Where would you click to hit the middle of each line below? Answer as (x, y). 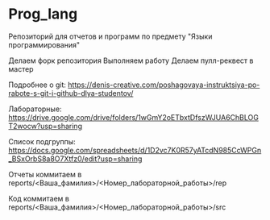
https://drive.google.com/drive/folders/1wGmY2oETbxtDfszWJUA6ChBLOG (134, 117)
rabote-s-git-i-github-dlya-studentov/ (71, 93)
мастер (21, 68)
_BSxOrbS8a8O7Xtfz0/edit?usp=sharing (75, 159)
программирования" (44, 44)
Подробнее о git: (37, 85)
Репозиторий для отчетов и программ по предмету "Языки (110, 36)
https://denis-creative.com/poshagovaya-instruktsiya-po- (164, 85)
